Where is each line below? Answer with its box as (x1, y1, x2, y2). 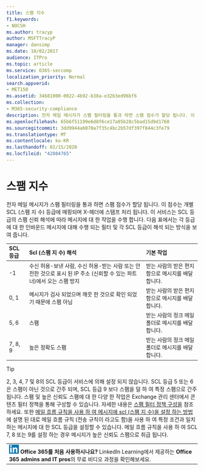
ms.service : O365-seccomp (6, 67, 72, 73)
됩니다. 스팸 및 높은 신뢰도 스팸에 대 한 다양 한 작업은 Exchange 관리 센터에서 (6, 393, 189, 400)
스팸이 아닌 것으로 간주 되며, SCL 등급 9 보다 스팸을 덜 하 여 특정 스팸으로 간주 (12, 385, 197, 393)
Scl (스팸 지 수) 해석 (29, 249, 77, 256)
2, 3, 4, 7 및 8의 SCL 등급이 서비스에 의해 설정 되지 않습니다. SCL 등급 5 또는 (6, 378, 189, 385)
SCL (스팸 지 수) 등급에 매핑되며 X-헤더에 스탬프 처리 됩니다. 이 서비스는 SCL (6, 208, 189, 215)
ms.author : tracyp (6, 29, 53, 35)
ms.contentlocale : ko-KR (6, 138, 69, 144)
